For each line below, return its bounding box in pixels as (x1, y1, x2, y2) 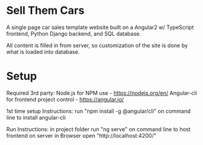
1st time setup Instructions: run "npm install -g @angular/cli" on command (6, 107, 191, 115)
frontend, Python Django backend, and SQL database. (6, 30, 141, 37)
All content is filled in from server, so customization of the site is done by (6, 42, 188, 49)
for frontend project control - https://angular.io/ (6, 95, 124, 103)
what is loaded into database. (6, 48, 80, 55)
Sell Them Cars (6, 4, 85, 18)
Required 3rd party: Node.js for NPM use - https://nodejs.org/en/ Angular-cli (6, 89, 198, 97)
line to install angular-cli (6, 114, 66, 121)
